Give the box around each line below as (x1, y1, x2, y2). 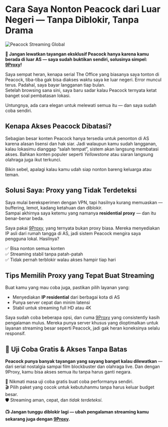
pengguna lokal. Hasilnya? (5, 235, 59, 241)
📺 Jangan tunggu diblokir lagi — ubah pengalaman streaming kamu (5, 409, 149, 415)
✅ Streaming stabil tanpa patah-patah (5, 251, 83, 257)
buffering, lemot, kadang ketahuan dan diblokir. (5, 204, 102, 210)
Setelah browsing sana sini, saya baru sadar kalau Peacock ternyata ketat (5, 87, 157, 93)
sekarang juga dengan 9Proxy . (5, 416, 70, 422)
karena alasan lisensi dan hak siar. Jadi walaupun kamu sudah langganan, (5, 140, 157, 146)
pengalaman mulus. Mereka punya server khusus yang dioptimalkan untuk (5, 320, 158, 326)
